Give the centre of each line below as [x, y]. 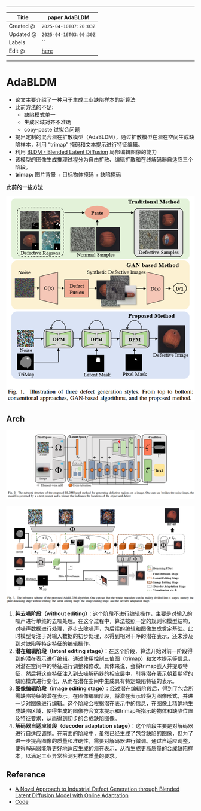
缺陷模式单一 [39, 114]
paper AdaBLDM [68, 17]
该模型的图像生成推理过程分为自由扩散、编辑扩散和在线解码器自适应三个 [104, 159]
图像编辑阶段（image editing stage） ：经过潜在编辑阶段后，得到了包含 [102, 688]
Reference [26, 775]
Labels [17, 42]
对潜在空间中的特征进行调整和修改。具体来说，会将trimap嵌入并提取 [99, 666]
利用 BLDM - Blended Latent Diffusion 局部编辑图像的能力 [86, 152]
